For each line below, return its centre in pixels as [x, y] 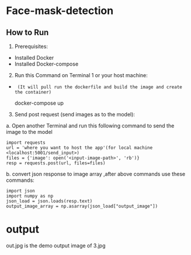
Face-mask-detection [60, 11]
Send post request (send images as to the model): [75, 114]
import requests [26, 143]
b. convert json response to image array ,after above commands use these [96, 174]
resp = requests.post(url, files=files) [56, 163]
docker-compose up [39, 103]
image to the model [29, 132]
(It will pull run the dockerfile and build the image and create [100, 87]
